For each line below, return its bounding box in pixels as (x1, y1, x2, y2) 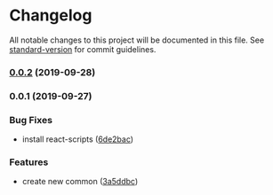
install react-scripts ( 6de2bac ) (21, 134, 134, 144)
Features (9, 156, 49, 168)
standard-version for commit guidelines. (9, 43, 157, 54)
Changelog (9, 5, 92, 26)
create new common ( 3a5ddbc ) (21, 176, 139, 187)
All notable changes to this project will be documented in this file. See (9, 35, 265, 45)
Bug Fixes (9, 113, 53, 126)
